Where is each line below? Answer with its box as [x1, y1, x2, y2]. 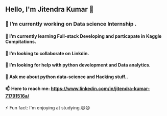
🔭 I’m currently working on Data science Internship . [5, 20, 137, 28]
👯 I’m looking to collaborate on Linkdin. [5, 50, 89, 56]
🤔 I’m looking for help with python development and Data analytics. [5, 62, 151, 68]
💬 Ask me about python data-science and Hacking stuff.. [5, 74, 128, 80]
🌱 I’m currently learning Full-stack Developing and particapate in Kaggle [5, 33, 162, 39]
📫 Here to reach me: [5, 85, 50, 92]
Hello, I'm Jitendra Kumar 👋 [5, 5, 94, 14]
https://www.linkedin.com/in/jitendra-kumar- [51, 85, 150, 92]
